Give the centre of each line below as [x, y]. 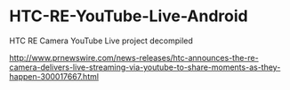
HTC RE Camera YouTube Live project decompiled [101, 41]
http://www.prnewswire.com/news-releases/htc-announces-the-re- [134, 57]
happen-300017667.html [54, 76]
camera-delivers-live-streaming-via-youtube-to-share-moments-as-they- [145, 67]
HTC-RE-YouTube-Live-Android [129, 16]
